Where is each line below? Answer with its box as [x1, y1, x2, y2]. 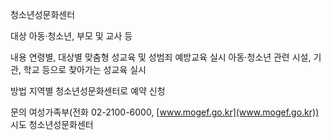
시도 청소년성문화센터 [10, 119, 94, 130]
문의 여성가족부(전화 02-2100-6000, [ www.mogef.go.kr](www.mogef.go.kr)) [10, 106, 320, 118]
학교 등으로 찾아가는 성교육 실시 [23, 64, 147, 75]
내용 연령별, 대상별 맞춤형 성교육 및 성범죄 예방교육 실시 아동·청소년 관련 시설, [10, 51, 312, 63]
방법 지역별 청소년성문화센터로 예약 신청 [10, 85, 166, 97]
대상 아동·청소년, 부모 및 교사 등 [10, 30, 133, 42]
